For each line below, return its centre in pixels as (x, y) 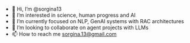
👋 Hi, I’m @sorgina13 (37, 9)
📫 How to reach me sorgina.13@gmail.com (64, 34)
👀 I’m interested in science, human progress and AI (73, 15)
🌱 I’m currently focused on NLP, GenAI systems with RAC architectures (98, 21)
